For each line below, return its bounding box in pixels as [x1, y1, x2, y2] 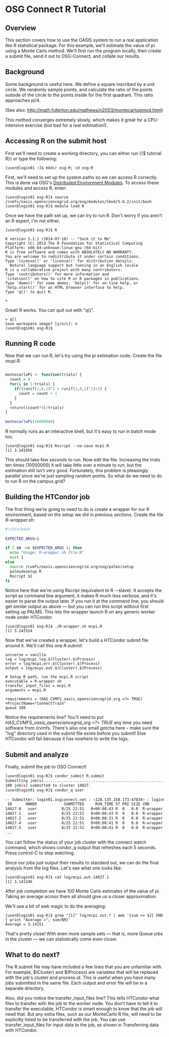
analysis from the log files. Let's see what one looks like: [5, 865, 122, 871]
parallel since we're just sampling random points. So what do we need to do [5, 473, 162, 479]
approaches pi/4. [5, 97, 41, 103]
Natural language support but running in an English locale [10, 263, 138, 268]
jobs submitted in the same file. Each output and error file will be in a [5, 980, 147, 986]
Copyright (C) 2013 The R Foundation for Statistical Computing [5, 241, 143, 246]
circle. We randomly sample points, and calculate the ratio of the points [5, 86, 153, 92]
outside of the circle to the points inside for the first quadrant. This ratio [5, 92, 153, 98]
